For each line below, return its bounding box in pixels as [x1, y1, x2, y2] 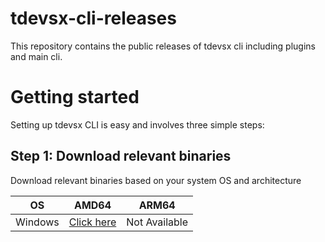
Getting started [10, 86, 140, 109]
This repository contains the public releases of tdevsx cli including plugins [10, 40, 316, 52]
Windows [15, 215, 60, 229]
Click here [68, 215, 117, 229]
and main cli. [10, 50, 63, 62]
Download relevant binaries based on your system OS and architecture [10, 174, 302, 186]
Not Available [126, 215, 189, 229]
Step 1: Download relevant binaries [10, 148, 232, 165]
